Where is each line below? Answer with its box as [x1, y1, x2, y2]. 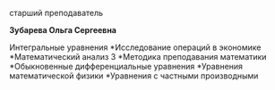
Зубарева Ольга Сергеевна [9, 25, 116, 35]
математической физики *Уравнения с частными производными [9, 70, 259, 81]
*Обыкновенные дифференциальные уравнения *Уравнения [9, 61, 244, 71]
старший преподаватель [9, 8, 104, 18]
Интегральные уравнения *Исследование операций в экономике [9, 42, 262, 53]
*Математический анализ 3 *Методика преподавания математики [9, 52, 267, 61]
